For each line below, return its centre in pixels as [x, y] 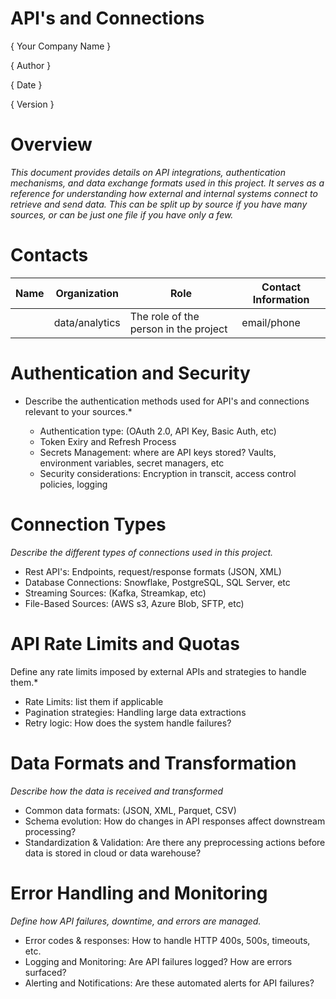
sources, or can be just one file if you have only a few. [122, 214]
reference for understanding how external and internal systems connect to [164, 193]
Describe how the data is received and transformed [117, 791]
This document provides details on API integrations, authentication [148, 172]
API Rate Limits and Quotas [125, 643]
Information [281, 299]
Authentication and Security [130, 373]
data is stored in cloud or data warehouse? [113, 853]
